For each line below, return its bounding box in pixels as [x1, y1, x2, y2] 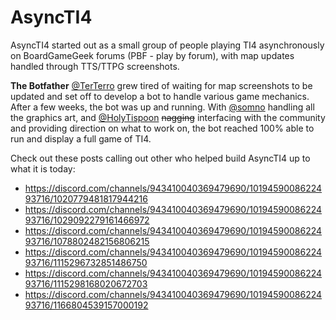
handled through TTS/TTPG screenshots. [10, 60, 180, 72]
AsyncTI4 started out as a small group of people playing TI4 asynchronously [10, 39, 325, 51]
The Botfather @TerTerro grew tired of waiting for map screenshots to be [10, 79, 313, 91]
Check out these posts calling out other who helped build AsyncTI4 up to [10, 152, 311, 164]
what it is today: [10, 162, 76, 175]
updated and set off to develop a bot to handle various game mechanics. [10, 90, 310, 102]
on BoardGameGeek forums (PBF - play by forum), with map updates [10, 49, 295, 61]
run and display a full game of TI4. [10, 132, 152, 145]
